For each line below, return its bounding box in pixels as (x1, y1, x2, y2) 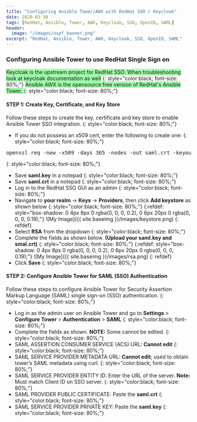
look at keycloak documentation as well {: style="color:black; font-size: (6, 75, 178, 82)
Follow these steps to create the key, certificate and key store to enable (6, 114, 179, 121)
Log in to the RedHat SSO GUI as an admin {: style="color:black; (14, 184, 170, 191)
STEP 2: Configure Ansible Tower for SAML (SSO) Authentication (6, 273, 168, 280)
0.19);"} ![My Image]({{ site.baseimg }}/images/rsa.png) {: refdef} (14, 253, 172, 260)
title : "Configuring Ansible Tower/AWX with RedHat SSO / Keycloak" (6, 8, 177, 15)
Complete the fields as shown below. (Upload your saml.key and (14, 234, 172, 241)
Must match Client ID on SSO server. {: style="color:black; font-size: (14, 378, 180, 385)
